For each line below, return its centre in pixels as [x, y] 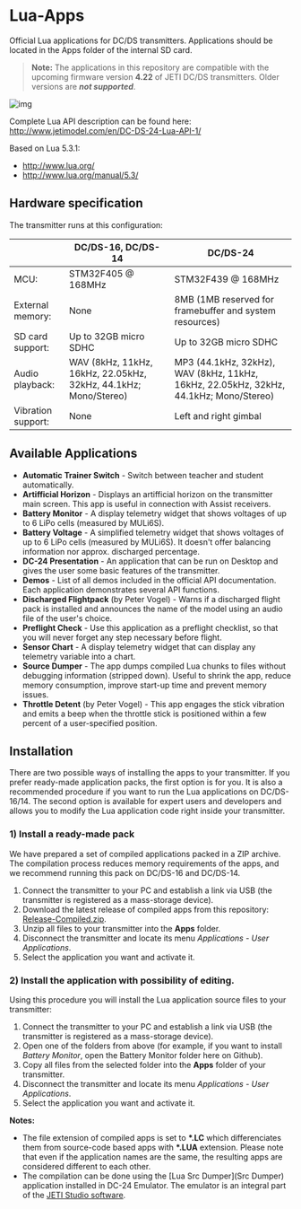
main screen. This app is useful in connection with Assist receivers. [146, 504]
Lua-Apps [47, 16]
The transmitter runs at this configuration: [86, 224]
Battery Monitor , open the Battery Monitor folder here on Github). [142, 1055]
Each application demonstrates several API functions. [120, 590]
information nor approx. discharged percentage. [111, 551]
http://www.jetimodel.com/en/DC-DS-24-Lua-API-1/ [105, 130]
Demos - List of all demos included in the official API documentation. [149, 580]
